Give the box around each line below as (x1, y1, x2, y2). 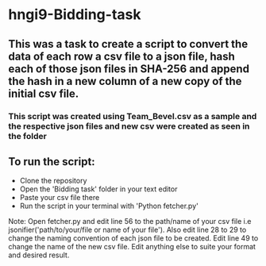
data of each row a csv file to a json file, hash (8, 49, 236, 63)
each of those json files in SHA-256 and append (8, 62, 250, 75)
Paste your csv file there (19, 193, 100, 202)
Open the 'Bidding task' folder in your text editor (19, 184, 178, 194)
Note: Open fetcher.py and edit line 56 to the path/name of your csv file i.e (8, 217, 252, 226)
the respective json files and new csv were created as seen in (8, 121, 250, 132)
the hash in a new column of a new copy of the (8, 74, 242, 88)
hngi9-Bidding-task (8, 6, 141, 24)
